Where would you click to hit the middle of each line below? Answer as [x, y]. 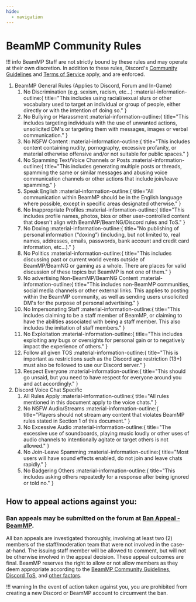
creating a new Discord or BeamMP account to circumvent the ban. [87, 593]
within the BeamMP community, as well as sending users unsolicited [106, 297]
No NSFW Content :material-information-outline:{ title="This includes [106, 141]
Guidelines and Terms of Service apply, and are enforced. [75, 74]
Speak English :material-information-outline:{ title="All [88, 191]
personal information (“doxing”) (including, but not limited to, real [102, 235]
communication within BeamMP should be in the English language [103, 198]
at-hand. [16, 551]
